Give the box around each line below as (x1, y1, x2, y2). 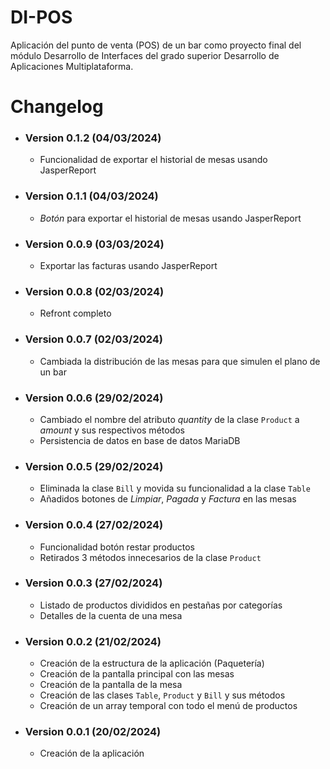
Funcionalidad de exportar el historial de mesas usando (39, 154, 268, 166)
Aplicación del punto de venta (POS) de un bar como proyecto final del (10, 39, 302, 51)
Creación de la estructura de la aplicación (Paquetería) (39, 657, 265, 670)
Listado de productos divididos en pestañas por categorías (39, 599, 283, 611)
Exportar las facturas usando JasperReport (39, 260, 218, 272)
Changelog (10, 96, 104, 118)
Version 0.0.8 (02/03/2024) (24, 284, 165, 298)
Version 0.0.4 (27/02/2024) (24, 518, 164, 532)
